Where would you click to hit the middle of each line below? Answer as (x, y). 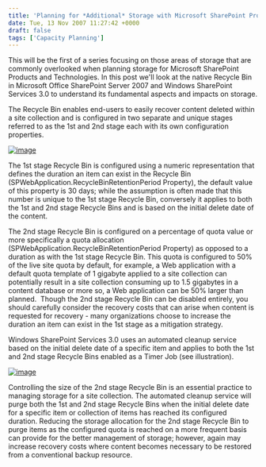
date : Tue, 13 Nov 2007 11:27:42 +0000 (74, 23)
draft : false (30, 30)
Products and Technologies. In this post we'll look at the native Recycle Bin (130, 77)
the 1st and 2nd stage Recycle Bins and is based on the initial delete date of (131, 208)
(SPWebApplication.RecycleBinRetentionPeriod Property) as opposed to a (128, 249)
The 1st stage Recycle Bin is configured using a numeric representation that (131, 166)
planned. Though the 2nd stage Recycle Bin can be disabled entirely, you (128, 299)
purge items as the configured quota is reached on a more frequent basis (127, 430)
